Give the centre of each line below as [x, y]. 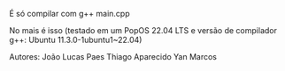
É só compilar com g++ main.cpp [69, 14]
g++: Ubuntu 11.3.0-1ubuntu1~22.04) [76, 40]
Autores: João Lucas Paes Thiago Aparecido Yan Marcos [113, 57]
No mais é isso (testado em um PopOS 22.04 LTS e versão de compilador [143, 30]
